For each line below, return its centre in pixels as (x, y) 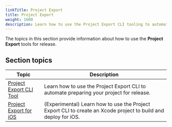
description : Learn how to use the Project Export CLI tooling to (78, 24)
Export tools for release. (31, 44)
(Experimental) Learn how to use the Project (97, 104)
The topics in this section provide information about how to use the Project (84, 39)
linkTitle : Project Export (34, 10)
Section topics (29, 60)
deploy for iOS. (62, 117)
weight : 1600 (19, 19)
